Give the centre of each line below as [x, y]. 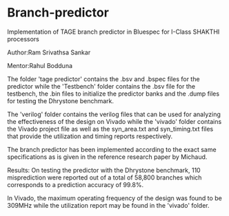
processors [23, 39]
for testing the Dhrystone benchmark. [61, 100]
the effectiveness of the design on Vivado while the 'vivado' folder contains [114, 121]
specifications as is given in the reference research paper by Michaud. [107, 157]
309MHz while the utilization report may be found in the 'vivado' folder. [108, 205]
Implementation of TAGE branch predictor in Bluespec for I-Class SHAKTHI [113, 32]
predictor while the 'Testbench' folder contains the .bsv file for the [101, 86]
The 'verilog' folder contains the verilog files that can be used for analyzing [114, 114]
